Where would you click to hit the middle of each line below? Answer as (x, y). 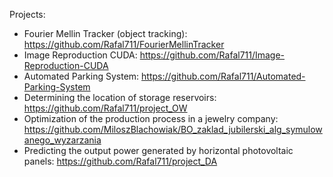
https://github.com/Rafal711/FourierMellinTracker (124, 44)
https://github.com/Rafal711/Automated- (223, 76)
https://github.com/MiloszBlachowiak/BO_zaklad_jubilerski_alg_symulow (173, 129)
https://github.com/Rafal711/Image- (212, 55)
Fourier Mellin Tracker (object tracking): (105, 33)
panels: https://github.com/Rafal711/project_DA (120, 161)
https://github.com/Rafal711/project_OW (105, 108)
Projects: (27, 14)
